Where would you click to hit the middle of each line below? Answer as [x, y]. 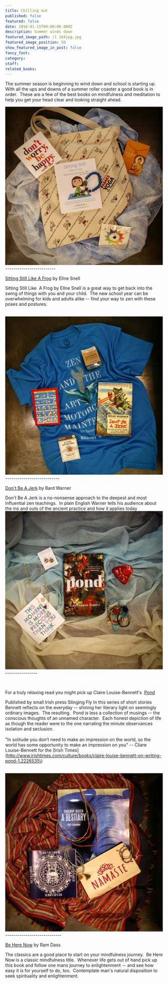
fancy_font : [17, 53]
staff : [12, 64]
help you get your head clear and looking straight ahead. [63, 100]
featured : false [22, 21]
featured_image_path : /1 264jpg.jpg [43, 37]
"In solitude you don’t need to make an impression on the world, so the [78, 740]
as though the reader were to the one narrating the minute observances [79, 724]
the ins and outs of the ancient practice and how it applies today [71, 509]
